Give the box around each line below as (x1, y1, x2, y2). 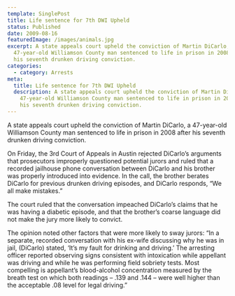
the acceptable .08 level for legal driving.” (7, 281, 128, 289)
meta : (7, 75, 23, 83)
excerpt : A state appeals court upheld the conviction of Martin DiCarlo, (7, 43, 230, 50)
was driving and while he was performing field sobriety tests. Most (7, 258, 200, 267)
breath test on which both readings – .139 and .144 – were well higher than (7, 273, 220, 281)
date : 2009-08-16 (7, 29, 58, 37)
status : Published (7, 23, 61, 30)
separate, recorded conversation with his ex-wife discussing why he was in (7, 236, 225, 244)
